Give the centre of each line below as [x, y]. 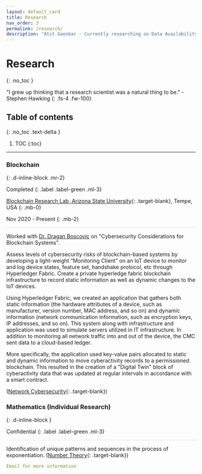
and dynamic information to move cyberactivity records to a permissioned [98, 360]
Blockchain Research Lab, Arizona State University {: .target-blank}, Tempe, [99, 201]
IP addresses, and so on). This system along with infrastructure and [90, 324]
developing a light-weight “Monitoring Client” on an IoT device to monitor [97, 261]
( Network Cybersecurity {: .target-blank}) [57, 392]
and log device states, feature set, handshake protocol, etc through [90, 267]
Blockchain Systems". [33, 243]
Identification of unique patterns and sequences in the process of [87, 449]
